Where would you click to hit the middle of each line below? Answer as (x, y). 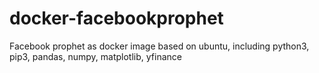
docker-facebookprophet (116, 18)
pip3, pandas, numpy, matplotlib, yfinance (95, 56)
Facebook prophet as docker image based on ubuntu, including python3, (159, 46)
